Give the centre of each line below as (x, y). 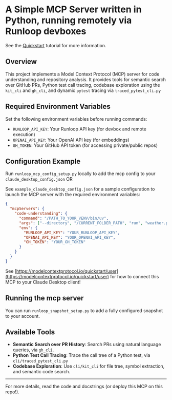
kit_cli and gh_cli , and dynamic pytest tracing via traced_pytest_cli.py (83, 90)
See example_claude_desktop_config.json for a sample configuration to (80, 189)
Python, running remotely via (69, 20)
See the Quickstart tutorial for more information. (56, 45)
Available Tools (30, 332)
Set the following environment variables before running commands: (76, 119)
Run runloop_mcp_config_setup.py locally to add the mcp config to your (80, 174)
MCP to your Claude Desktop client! (43, 282)
